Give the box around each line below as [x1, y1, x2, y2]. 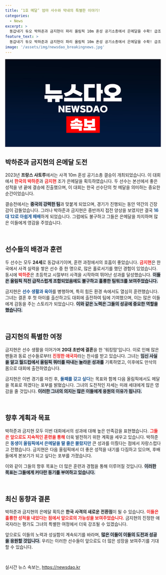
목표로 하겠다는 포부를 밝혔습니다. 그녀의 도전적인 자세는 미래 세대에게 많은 [10, 382, 154, 388]
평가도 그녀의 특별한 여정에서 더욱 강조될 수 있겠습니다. [22, 521, 128, 527]
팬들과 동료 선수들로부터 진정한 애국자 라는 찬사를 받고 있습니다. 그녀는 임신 [5, 352, 149, 359]
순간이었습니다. [5, 191, 35, 197]
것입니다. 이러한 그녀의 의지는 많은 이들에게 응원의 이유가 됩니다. [19, 388, 142, 394]
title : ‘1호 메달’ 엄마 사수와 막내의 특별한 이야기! [5, 8, 100, 13]
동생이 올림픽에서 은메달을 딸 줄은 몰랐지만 [10, 440, 91, 446]
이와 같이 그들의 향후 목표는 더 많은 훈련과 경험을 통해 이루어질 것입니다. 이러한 [5, 463, 157, 469]
